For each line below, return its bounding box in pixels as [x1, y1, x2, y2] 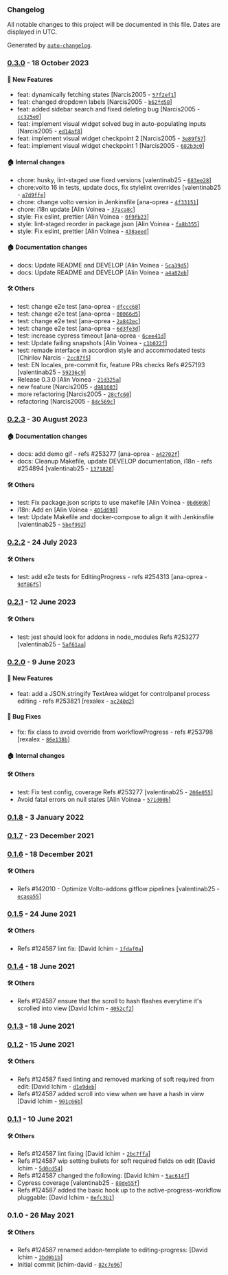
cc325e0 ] [16, 112, 42, 121]
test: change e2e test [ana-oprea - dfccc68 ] [16, 303, 141, 311]
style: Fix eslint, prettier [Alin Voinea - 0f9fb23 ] [16, 212, 150, 221]
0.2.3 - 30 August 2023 [7, 414, 88, 424]
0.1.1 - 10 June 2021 [7, 1114, 73, 1124]
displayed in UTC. [7, 28, 58, 36]
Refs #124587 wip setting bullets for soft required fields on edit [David [16, 1157, 216, 1165]
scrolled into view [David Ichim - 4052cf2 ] [16, 1004, 134, 1012]
